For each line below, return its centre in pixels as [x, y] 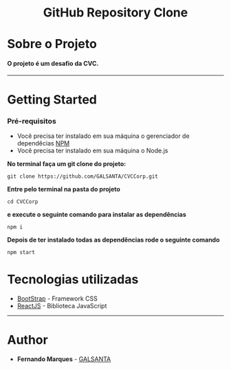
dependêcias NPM [43, 143]
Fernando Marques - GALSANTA [64, 359]
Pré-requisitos [32, 121]
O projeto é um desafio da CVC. [53, 63]
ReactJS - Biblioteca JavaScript [62, 306]
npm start [21, 253]
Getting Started [52, 99]
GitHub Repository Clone [115, 13]
